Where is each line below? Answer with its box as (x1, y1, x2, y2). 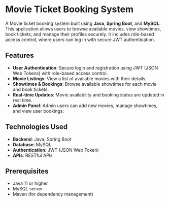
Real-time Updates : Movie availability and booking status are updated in (12, 91, 164, 97)
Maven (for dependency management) (12, 191, 94, 197)
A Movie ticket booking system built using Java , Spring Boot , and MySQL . (5, 20, 161, 26)
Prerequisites (5, 166, 49, 176)
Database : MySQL (12, 141, 52, 148)
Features (5, 51, 34, 60)
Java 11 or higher (12, 180, 48, 186)
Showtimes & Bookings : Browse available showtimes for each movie (12, 81, 157, 87)
